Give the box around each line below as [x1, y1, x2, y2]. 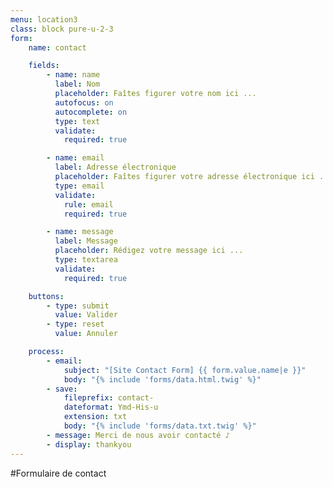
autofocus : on [54, 97, 114, 108]
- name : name [46, 70, 101, 80]
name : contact [28, 42, 87, 53]
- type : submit [46, 301, 110, 311]
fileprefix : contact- [63, 393, 155, 403]
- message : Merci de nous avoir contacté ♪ [46, 430, 230, 440]
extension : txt [63, 412, 128, 422]
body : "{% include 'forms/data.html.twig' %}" [63, 374, 262, 385]
